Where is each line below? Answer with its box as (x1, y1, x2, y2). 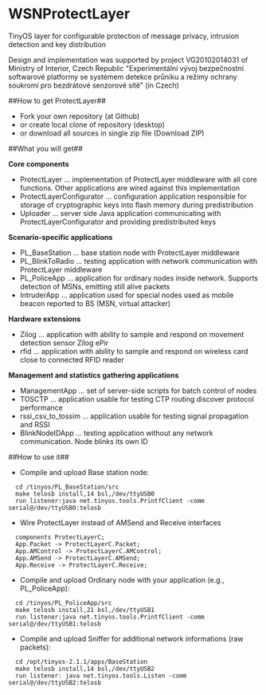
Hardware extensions (8, 314, 81, 324)
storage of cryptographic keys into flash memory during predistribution (19, 200, 253, 210)
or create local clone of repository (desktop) (19, 120, 166, 129)
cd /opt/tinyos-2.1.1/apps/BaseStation (15, 658, 148, 666)
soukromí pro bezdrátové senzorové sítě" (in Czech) (8, 80, 179, 90)
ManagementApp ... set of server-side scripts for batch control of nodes (19, 386, 257, 395)
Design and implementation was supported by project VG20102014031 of (8, 55, 248, 65)
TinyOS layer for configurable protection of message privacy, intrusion (8, 31, 240, 41)
